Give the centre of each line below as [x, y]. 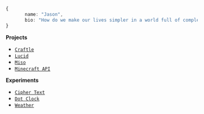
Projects [17, 37]
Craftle [24, 49]
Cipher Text [30, 92]
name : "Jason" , [44, 14]
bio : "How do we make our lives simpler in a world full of [103, 20]
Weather [24, 105]
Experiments [22, 80]
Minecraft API [32, 69]
